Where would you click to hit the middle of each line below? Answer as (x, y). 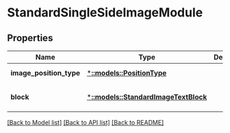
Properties (30, 38)
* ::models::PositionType (127, 73)
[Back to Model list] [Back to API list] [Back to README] (86, 122)
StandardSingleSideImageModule (105, 13)
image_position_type (46, 73)
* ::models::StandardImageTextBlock (147, 97)
